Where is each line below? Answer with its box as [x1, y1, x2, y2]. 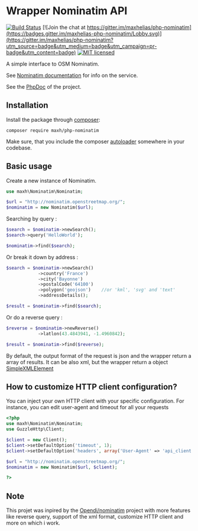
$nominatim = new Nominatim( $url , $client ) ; [6, 464, 118, 470]
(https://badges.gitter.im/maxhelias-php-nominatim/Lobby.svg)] [6, 30, 162, 37]
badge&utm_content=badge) [6, 48, 76, 56]
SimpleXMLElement [6, 365, 54, 372]
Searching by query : [6, 215, 57, 222]
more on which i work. [6, 519, 60, 527]
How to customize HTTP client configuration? [6, 381, 177, 391]
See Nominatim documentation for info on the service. [6, 72, 138, 79]
